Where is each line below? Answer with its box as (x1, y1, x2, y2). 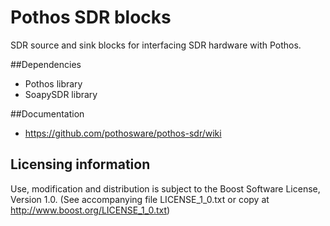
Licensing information (10, 156, 151, 173)
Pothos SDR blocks (10, 6, 172, 29)
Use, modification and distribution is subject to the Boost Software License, (10, 182, 321, 195)
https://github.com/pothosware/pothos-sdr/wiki (24, 127, 222, 139)
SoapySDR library (24, 88, 98, 100)
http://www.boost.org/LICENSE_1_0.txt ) (10, 204, 171, 216)
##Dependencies (10, 58, 82, 70)
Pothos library (24, 77, 83, 90)
